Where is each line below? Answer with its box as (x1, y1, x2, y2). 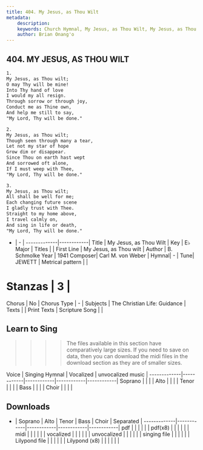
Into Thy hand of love (6, 87, 64, 93)
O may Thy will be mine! (6, 81, 69, 88)
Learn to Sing (6, 324, 58, 334)
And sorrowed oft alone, (6, 161, 69, 167)
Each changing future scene (6, 199, 78, 206)
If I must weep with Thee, (6, 165, 75, 172)
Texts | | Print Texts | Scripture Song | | (6, 306, 104, 313)
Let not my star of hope (6, 144, 69, 150)
